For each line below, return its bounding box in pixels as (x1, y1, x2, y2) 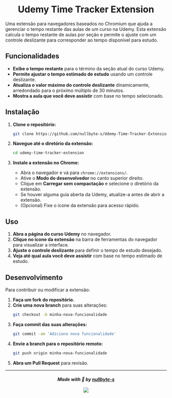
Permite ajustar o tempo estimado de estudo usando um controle (12, 71, 153, 77)
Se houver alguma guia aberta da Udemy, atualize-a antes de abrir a (20, 192, 165, 198)
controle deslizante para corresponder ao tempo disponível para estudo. (5, 37, 158, 43)
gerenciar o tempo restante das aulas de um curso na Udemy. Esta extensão (5, 26, 166, 32)
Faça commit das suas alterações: (12, 321, 88, 327)
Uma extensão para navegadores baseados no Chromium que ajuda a (5, 21, 153, 27)
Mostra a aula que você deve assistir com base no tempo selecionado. (12, 92, 164, 99)
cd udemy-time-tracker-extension (12, 150, 84, 156)
